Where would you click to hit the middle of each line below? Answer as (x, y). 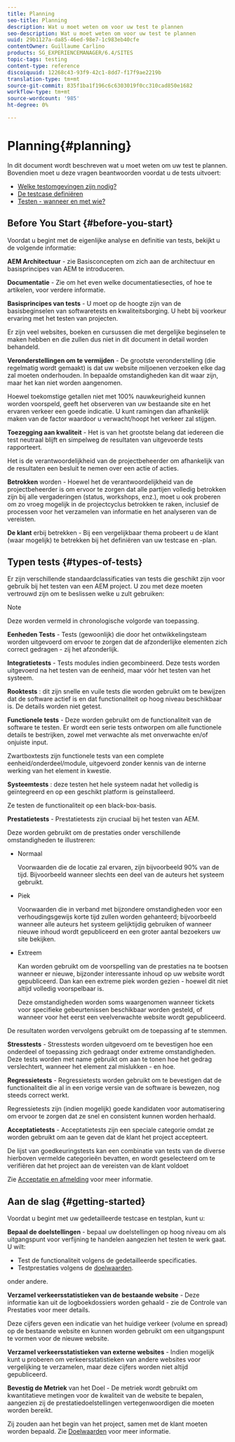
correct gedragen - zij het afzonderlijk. (63, 649)
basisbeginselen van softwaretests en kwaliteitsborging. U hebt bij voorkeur (117, 311)
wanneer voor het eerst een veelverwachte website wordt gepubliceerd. (122, 1017)
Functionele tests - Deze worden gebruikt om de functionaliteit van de (109, 720)
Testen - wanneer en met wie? (61, 201)
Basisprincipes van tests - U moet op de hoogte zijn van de (94, 303)
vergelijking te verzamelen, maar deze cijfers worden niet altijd (98, 1367)
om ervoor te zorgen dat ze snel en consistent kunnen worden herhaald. (112, 1117)
